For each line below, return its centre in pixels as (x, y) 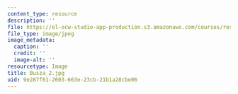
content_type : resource (42, 14)
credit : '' (30, 54)
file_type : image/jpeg (41, 34)
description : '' (31, 20)
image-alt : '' (34, 60)
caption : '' (32, 47)
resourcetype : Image (38, 66)
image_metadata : (31, 40)
